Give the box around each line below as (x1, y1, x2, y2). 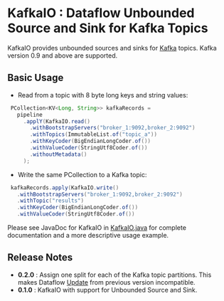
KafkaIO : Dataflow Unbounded (7, 5, 195, 21)
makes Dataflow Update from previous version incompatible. (17, 278, 196, 286)
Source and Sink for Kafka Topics (7, 20, 208, 36)
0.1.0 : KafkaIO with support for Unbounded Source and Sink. (17, 285, 198, 294)
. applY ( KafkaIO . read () (23, 117, 91, 125)
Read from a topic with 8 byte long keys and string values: (17, 90, 188, 99)
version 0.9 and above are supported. (7, 51, 118, 60)
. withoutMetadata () (29, 151, 87, 158)
